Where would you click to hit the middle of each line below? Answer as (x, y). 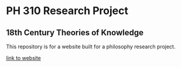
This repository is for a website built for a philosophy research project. (91, 46)
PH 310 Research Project (67, 11)
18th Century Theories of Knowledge (75, 33)
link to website (23, 58)
